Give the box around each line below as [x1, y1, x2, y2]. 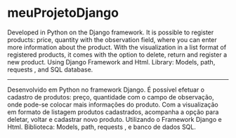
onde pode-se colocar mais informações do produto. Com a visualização [7, 100, 219, 109]
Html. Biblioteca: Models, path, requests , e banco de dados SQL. [7, 123, 197, 131]
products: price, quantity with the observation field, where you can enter [7, 35, 218, 43]
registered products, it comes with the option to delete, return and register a [7, 50, 228, 59]
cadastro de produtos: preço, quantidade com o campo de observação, [7, 92, 214, 101]
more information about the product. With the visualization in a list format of [7, 43, 227, 51]
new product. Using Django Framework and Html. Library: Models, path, [7, 57, 216, 66]
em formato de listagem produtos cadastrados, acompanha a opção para [7, 107, 219, 116]
